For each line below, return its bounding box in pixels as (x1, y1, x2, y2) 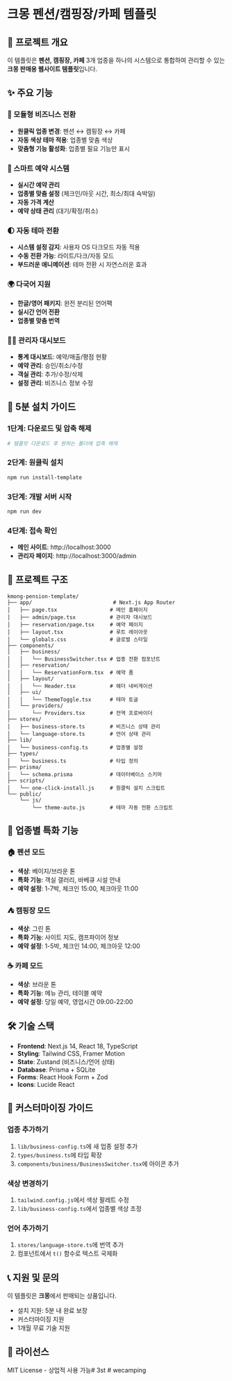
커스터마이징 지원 (17, 1315, 65, 1324)
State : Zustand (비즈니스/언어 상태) (17, 1057, 115, 1066)
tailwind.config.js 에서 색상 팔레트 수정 (17, 1196, 130, 1204)
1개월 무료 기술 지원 (17, 1324, 71, 1332)
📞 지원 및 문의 (7, 1272, 59, 1283)
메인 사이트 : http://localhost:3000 (17, 543, 111, 551)
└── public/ (7, 790, 42, 798)
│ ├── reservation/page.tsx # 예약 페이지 (7, 621, 144, 628)
